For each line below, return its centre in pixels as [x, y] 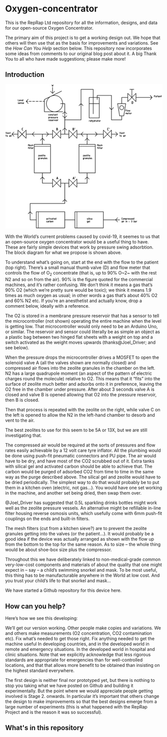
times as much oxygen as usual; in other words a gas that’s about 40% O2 [82, 296]
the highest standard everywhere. [40, 671]
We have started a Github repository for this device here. [64, 590]
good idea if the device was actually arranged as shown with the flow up [80, 539]
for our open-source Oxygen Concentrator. [49, 28]
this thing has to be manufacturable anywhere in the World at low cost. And [83, 575]
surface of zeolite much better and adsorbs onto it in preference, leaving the [83, 384]
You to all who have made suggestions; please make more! [66, 59]
